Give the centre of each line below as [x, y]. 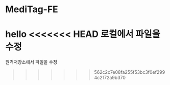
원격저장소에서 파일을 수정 [31, 62]
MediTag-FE [32, 9]
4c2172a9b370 [110, 78]
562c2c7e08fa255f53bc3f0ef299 [130, 72]
